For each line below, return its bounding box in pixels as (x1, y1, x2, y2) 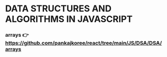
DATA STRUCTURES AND (5, 3, 111, 14)
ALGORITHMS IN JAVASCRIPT (5, 13, 133, 25)
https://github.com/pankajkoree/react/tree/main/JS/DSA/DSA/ (5, 40, 162, 47)
